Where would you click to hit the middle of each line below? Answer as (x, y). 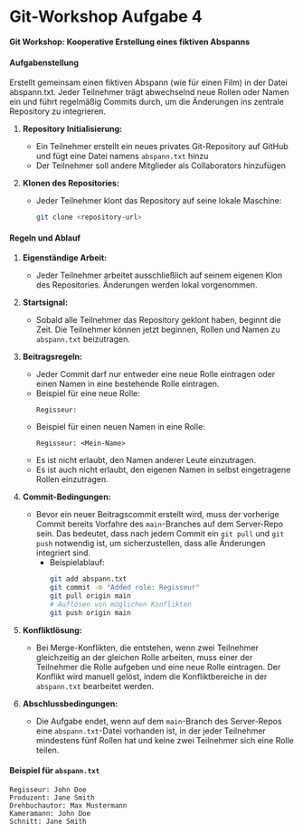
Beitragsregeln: (52, 357)
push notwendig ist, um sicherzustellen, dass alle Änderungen (151, 544)
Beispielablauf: (77, 563)
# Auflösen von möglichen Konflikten (120, 604)
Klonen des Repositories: (71, 184)
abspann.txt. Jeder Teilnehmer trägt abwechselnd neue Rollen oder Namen (149, 92)
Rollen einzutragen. (72, 479)
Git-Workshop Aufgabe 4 (106, 17)
